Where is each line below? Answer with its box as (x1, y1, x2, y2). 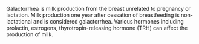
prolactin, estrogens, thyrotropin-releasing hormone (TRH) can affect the (6, 24, 188, 31)
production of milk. (6, 31, 53, 38)
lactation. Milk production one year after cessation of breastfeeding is (6, 11, 180, 19)
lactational (6, 18, 32, 25)
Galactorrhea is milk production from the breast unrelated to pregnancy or (6, 5, 191, 12)
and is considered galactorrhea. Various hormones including (33, 18, 184, 25)
